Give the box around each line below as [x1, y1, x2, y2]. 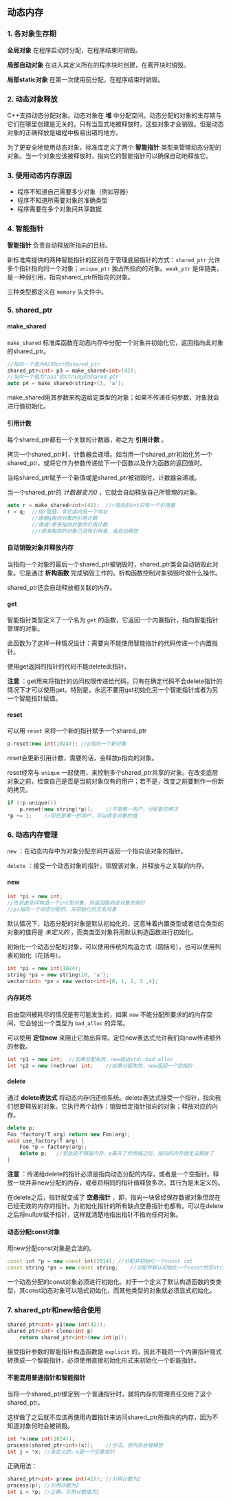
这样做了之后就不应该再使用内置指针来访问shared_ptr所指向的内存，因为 [7, 1413, 212, 1421]
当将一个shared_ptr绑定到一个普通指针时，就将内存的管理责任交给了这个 [7, 1390, 212, 1399]
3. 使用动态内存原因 [7, 170, 72, 180]
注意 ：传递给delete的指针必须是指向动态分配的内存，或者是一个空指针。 [7, 1170, 213, 1178]
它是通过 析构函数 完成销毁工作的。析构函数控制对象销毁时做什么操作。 [19, 569, 221, 577]
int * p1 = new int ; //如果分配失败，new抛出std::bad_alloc [7, 1056, 174, 1063]
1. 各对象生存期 [7, 29, 57, 39]
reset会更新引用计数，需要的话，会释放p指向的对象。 [7, 754, 158, 762]
